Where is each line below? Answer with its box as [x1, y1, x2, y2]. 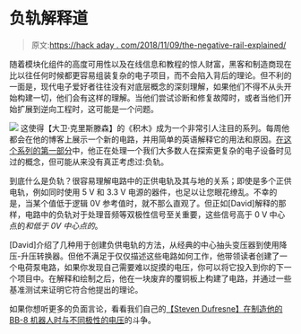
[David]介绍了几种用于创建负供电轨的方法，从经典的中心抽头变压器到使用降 [9, 239, 288, 250]
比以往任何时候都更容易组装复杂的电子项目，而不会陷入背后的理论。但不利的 [9, 69, 292, 81]
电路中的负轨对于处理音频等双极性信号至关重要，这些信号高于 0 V [24, 208, 268, 220]
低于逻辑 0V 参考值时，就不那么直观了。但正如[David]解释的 [56, 198, 279, 208]
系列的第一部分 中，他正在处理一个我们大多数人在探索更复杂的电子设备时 [16, 145, 284, 155]
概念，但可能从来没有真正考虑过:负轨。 [24, 156, 169, 167]
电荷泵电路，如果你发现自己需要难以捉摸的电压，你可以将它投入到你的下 [16, 261, 284, 272]
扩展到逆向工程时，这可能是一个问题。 [16, 103, 159, 114]
